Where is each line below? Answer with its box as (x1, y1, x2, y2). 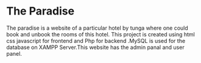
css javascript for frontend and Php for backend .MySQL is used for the (6, 37, 186, 44)
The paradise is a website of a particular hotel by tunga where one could (6, 24, 189, 31)
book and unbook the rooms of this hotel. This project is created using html (6, 30, 195, 38)
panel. (6, 50, 23, 57)
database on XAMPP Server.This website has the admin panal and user (6, 44, 185, 51)
